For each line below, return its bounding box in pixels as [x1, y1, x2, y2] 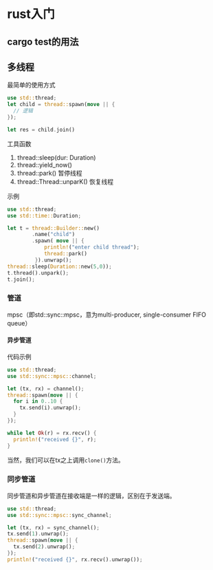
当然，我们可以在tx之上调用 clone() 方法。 [7, 456, 125, 464]
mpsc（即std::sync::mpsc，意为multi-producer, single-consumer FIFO [7, 310, 207, 319]
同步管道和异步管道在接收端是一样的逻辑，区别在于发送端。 [7, 492, 176, 500]
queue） [7, 319, 32, 327]
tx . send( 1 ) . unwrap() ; [7, 531, 69, 538]
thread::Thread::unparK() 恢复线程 [16, 177, 114, 186]
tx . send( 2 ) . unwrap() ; [13, 543, 76, 551]
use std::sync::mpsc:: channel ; [7, 372, 97, 379]
